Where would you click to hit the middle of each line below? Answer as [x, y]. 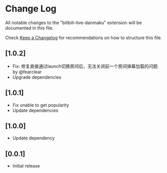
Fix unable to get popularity [41, 105]
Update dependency [33, 138]
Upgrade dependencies [37, 77]
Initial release [26, 166]
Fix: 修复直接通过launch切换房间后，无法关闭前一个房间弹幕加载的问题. [85, 66]
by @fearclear [27, 72]
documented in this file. [29, 28]
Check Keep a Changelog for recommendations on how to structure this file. [84, 38]
